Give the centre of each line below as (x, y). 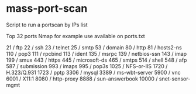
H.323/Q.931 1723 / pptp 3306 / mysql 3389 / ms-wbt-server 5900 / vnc (93, 72)
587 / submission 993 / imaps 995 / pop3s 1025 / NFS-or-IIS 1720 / (87, 66)
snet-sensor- (175, 79)
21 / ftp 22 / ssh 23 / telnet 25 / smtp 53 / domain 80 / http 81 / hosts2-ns (94, 47)
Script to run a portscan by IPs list (47, 25)
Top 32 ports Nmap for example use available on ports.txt (75, 36)
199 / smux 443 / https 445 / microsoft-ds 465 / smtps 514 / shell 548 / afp (97, 60)
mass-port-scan (47, 9)
